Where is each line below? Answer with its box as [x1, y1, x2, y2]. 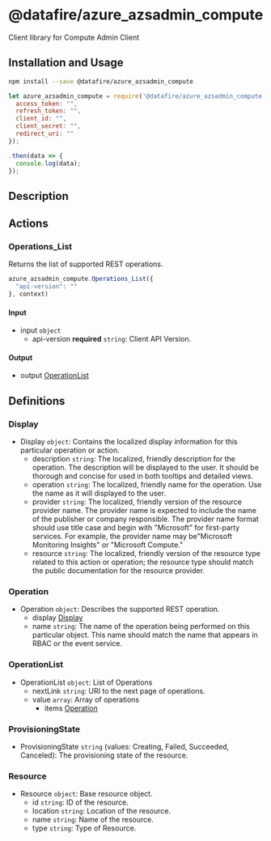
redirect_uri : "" [15, 130, 74, 138]
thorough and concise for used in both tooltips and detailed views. [32, 471, 253, 481]
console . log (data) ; [15, 159, 82, 168]
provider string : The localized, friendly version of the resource [32, 497, 243, 507]
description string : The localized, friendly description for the [32, 454, 236, 464]
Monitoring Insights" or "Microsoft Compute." [32, 540, 184, 550]
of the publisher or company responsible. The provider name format [32, 514, 259, 524]
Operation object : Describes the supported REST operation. [19, 605, 220, 614]
